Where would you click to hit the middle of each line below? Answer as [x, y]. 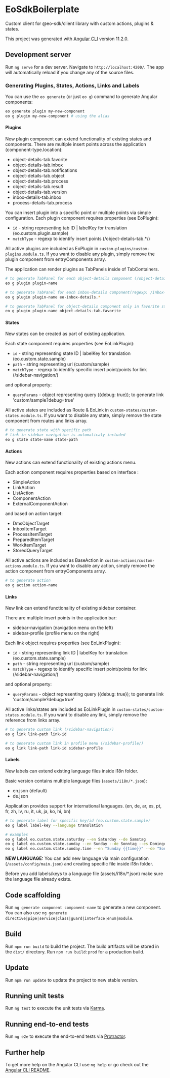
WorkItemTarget [29, 545]
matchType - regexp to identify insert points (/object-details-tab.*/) [81, 238]
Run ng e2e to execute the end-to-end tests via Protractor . [66, 1036]
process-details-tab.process [42, 203]
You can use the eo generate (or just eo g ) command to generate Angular [81, 97]
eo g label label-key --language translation [54, 825]
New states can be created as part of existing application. [65, 334]
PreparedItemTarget [33, 540]
